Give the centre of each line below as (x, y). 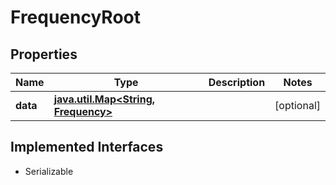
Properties (44, 54)
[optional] (297, 105)
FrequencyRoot (76, 17)
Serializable (49, 171)
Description (237, 82)
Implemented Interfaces (87, 147)
